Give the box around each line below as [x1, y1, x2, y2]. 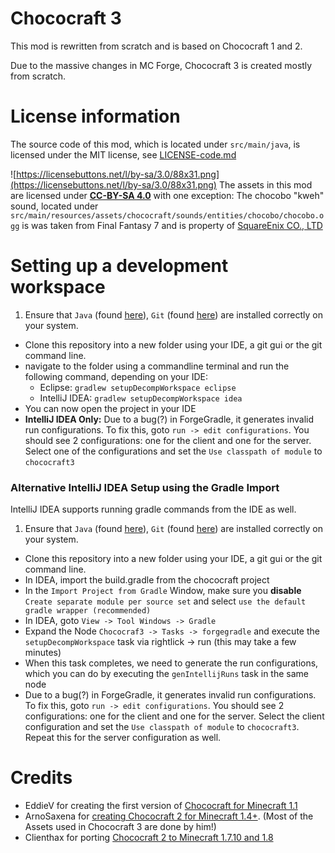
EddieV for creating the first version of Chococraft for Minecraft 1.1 [24, 800, 298, 812]
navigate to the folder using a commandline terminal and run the [24, 360, 290, 372]
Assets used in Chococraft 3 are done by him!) [24, 821, 217, 833]
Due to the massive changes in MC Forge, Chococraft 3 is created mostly [10, 59, 313, 71]
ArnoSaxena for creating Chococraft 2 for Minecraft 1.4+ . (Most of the [24, 810, 314, 822]
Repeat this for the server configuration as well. [24, 732, 222, 744]
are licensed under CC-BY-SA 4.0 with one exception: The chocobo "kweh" [10, 189, 325, 201]
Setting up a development [10, 255, 229, 277]
